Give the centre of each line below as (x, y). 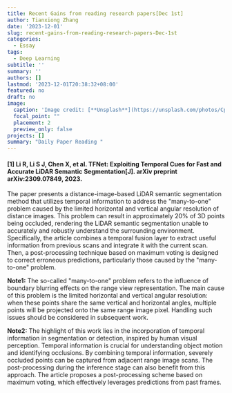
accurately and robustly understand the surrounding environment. (101, 231)
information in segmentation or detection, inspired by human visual (102, 338)
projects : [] (26, 135)
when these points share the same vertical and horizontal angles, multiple (112, 303)
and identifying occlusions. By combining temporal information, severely (110, 353)
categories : (24, 39)
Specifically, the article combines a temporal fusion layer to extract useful (112, 238)
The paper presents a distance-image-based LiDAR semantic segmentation (115, 194)
